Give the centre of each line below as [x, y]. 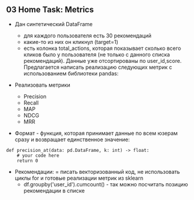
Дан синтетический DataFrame [54, 24]
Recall [31, 103]
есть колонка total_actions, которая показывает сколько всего [102, 48]
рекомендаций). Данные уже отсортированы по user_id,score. [103, 61]
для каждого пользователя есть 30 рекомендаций [88, 36]
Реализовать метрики [43, 85]
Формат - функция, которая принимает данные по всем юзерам [96, 133]
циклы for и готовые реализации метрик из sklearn [79, 178]
